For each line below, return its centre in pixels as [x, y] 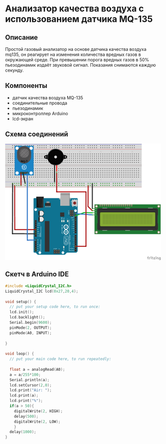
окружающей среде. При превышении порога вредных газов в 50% [77, 60]
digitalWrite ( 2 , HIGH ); [39, 411]
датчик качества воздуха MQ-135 [48, 97]
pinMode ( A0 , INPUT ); [31, 333]
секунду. [14, 70]
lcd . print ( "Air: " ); [31, 390]
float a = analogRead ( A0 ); [37, 369]
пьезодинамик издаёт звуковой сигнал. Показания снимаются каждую [81, 65]
